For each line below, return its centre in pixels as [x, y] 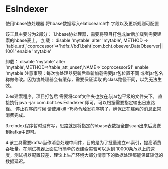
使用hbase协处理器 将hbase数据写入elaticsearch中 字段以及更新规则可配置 [82, 23]
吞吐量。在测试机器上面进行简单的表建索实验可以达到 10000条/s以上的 [78, 149]
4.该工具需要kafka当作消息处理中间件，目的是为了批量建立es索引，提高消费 [83, 142]
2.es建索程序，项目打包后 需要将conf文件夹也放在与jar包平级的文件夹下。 [81, 96]
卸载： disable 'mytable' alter [35, 61]
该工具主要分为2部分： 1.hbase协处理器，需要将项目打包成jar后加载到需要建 [83, 34]
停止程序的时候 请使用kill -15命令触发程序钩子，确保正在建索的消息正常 [88, 109]
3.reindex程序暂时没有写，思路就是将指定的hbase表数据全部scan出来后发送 [83, 125]
